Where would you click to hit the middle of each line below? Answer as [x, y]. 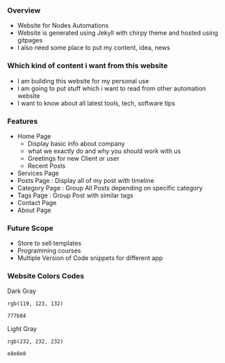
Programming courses [49, 251]
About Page [34, 210]
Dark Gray [22, 291]
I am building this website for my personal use [83, 81]
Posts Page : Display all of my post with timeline [86, 180]
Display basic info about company [76, 143]
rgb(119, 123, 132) [35, 304]
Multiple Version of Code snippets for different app [90, 258]
